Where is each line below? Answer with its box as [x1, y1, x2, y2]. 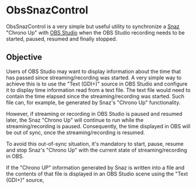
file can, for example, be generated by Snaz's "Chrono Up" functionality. [6, 99, 181, 106]
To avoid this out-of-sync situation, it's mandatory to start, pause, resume [6, 140, 184, 147]
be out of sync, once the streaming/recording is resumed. [6, 129, 145, 136]
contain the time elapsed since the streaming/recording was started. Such [6, 92, 185, 99]
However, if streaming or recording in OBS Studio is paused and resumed [6, 110, 183, 117]
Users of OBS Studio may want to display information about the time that [6, 68, 181, 75]
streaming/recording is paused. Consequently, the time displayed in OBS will [6, 122, 191, 129]
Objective [6, 52, 43, 62]
